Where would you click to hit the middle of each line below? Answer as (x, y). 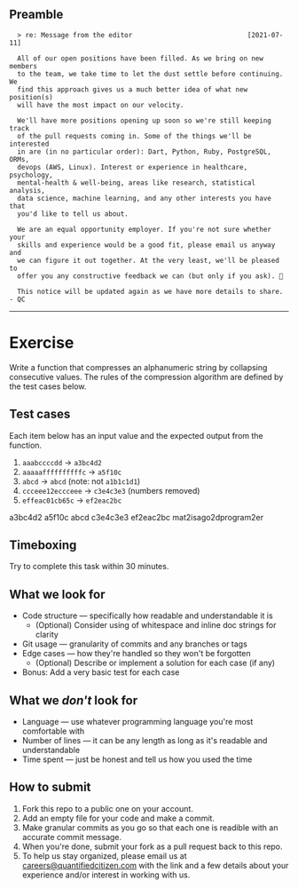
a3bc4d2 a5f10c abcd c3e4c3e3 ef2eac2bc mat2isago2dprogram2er (137, 517)
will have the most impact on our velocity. (101, 105)
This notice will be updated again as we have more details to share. (150, 291)
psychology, (31, 175)
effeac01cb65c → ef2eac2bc (72, 500)
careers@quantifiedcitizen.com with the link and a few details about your (155, 865)
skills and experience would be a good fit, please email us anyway (146, 245)
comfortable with (53, 731)
